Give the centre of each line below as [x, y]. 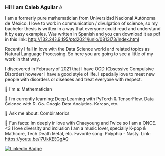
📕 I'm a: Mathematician [28, 89]
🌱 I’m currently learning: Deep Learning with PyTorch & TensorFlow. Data [79, 99]
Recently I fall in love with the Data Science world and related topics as [77, 49]
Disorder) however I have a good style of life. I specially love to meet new [80, 74]
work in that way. [23, 59]
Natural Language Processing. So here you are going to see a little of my [79, 54]
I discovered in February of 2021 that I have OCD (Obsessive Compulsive [80, 69]
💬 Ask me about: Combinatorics [37, 113]
